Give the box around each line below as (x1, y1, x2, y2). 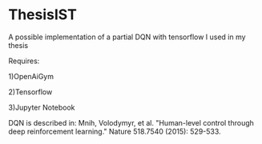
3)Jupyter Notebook (8, 102, 75, 112)
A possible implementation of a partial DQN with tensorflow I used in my (8, 32, 246, 42)
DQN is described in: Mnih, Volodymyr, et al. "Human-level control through (8, 118, 255, 127)
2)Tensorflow (8, 86, 53, 97)
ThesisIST (8, 6, 78, 24)
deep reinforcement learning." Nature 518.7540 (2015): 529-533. (8, 126, 222, 136)
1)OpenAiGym (8, 71, 54, 81)
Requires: (8, 56, 40, 66)
